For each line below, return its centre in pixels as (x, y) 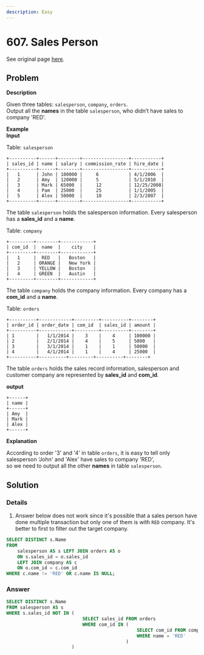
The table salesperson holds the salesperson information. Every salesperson (102, 212)
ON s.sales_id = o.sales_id (53, 557)
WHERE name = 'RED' (161, 636)
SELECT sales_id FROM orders (119, 619)
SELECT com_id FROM (161, 630)
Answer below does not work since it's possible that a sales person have (106, 516)
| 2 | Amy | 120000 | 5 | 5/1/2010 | (85, 180)
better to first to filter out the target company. (72, 529)
